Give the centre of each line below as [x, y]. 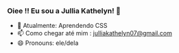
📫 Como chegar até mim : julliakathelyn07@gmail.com [95, 33]
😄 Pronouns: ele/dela [48, 43]
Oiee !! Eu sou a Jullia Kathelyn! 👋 [64, 11]
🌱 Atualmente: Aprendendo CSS [62, 26]
